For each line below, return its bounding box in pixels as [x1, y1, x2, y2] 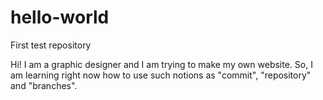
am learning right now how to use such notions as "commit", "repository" [10, 69, 312, 81]
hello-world [10, 6, 110, 29]
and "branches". [10, 79, 78, 91]
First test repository [10, 39, 92, 51]
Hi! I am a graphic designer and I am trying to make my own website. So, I [10, 58, 313, 70]
